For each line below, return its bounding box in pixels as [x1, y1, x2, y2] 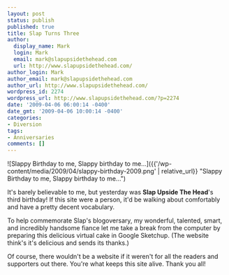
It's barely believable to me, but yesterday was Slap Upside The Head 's [7, 188, 214, 197]
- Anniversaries [7, 134, 54, 141]
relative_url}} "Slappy [161, 167, 223, 176]
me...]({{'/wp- [132, 160, 172, 168]
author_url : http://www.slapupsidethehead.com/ [7, 82, 149, 89]
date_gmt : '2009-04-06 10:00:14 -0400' [7, 108, 124, 115]
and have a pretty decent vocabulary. [7, 203, 115, 211]
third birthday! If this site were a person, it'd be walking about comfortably [7, 195, 221, 204]
